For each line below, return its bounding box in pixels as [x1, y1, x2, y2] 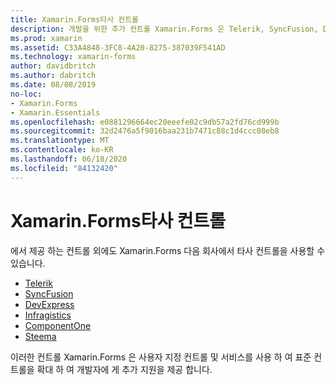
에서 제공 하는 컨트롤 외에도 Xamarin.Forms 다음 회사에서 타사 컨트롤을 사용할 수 [10, 244, 326, 256]
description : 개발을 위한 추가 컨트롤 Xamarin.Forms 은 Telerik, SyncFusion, [10, 24, 319, 34]
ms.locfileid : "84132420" [10, 163, 118, 173]
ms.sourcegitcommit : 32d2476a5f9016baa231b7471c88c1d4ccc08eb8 [10, 126, 280, 136]
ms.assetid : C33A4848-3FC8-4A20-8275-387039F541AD [10, 42, 226, 53]
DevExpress [24, 298, 75, 310]
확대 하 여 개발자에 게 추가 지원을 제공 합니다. [36, 363, 213, 375]
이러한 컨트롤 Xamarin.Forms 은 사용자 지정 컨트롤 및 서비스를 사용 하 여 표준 [10, 351, 312, 363]
